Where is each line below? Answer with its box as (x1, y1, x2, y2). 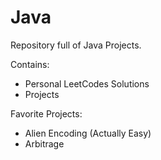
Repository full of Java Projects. (10, 39, 142, 51)
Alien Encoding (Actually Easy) (24, 127, 152, 139)
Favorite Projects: (10, 107, 83, 120)
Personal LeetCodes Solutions (24, 77, 150, 90)
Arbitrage (24, 137, 65, 150)
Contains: (10, 58, 50, 70)
